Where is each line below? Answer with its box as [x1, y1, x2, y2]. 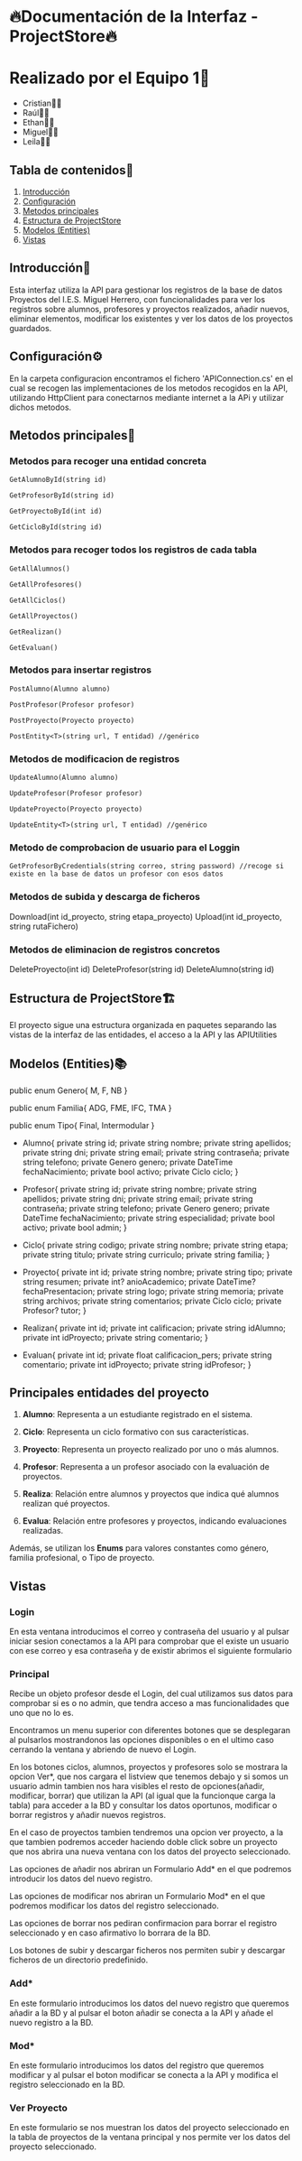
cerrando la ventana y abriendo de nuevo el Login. [9, 1744, 197, 1755]
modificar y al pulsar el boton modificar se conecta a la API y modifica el [9, 2070, 279, 2081]
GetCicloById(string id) [9, 523, 103, 532]
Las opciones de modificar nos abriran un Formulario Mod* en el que [9, 1891, 266, 1902]
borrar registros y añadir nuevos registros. [9, 1810, 167, 1821]
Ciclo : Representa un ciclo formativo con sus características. [22, 1426, 250, 1437]
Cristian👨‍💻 [22, 97, 62, 109]
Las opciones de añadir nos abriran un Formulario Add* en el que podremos [9, 1864, 292, 1875]
